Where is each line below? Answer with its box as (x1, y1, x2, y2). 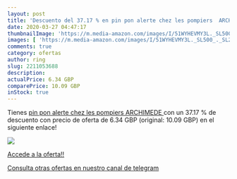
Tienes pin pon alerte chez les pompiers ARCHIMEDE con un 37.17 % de (7, 109, 217, 117)
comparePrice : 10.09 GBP (7, 82, 80, 89)
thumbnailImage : (7, 30, 55, 37)
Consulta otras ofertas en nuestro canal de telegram (7, 163, 159, 173)
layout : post (7, 10, 46, 18)
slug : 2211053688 (7, 63, 59, 70)
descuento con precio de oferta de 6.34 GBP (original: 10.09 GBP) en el (7, 116, 214, 124)
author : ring (7, 56, 46, 63)
